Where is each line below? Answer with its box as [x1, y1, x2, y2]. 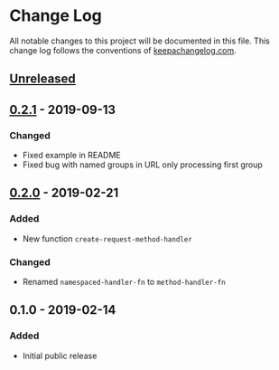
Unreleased [9, 71, 77, 87]
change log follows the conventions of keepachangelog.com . [9, 44, 237, 55]
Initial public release [22, 350, 98, 361]
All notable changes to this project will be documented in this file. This [9, 35, 271, 46]
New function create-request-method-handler [22, 232, 192, 244]
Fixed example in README [22, 150, 121, 161]
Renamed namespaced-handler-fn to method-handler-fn [22, 277, 226, 287]
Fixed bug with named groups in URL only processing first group [22, 159, 264, 170]
